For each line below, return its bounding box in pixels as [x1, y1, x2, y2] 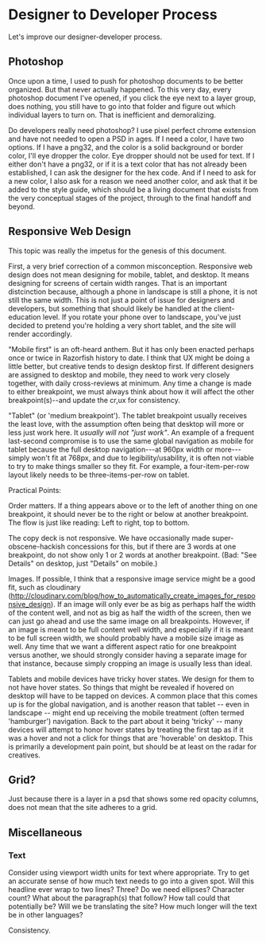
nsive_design [8, 599, 52, 608]
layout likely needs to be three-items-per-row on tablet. [8, 470, 190, 479]
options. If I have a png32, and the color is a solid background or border [8, 142, 244, 152]
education [8, 312, 41, 322]
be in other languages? [8, 910, 83, 920]
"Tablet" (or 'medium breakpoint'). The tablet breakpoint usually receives [8, 410, 248, 420]
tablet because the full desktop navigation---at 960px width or [8, 444, 214, 454]
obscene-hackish [8, 542, 66, 551]
